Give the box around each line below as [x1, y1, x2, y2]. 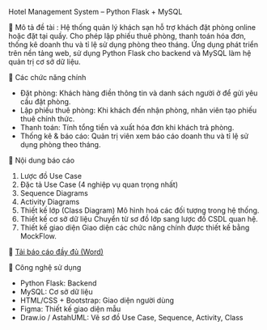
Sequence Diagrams [19, 188, 89, 197]
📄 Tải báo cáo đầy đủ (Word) [8, 247, 104, 256]
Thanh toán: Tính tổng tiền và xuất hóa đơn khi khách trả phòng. [19, 123, 235, 132]
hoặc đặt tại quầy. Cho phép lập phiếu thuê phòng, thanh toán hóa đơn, [8, 32, 247, 40]
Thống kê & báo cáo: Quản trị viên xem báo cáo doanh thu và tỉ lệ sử [19, 131, 249, 141]
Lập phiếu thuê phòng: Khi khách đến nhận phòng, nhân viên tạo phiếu [19, 105, 257, 115]
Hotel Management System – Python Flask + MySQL [8, 7, 183, 16]
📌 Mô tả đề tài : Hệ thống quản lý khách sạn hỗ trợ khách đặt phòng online [8, 23, 256, 32]
